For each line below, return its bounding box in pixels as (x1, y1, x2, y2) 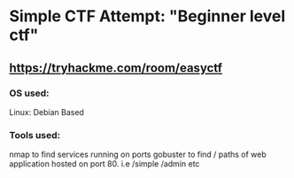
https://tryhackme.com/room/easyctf (9, 60, 223, 75)
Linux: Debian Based (9, 106, 84, 117)
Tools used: (9, 128, 61, 141)
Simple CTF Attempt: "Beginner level (9, 6, 286, 27)
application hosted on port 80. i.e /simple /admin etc (9, 159, 200, 169)
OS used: (9, 87, 50, 99)
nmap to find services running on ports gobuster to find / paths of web (9, 149, 267, 160)
